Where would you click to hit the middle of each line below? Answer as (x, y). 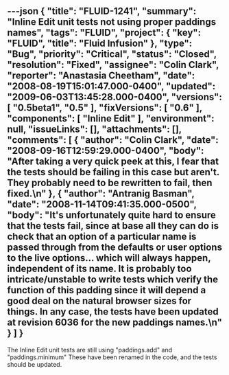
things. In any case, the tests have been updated (113, 312)
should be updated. (35, 364)
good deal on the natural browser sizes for (99, 301)
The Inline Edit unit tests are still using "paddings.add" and (90, 350)
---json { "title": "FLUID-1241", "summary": (102, 11)
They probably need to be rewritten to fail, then (110, 183)
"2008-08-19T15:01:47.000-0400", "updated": (111, 86)
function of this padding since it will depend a (107, 290)
